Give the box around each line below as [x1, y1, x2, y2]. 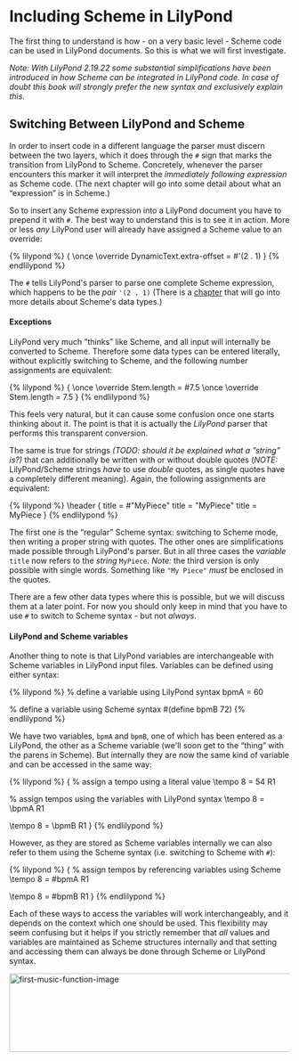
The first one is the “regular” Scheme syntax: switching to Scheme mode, [9, 526, 279, 537]
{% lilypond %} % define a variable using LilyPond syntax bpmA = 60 [9, 687, 264, 698]
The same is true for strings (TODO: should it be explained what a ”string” [9, 445, 280, 455]
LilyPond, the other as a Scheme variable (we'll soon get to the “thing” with [9, 740, 285, 751]
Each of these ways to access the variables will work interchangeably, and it [9, 909, 289, 919]
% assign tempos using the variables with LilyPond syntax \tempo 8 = [9, 794, 265, 804]
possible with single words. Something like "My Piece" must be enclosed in [9, 564, 284, 575]
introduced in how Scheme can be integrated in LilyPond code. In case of [9, 71, 279, 82]
